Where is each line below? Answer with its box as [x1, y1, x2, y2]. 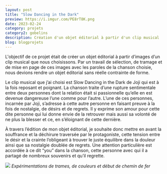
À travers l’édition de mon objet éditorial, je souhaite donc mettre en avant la [5, 126, 162, 132]
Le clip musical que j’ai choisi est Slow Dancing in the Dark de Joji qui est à [5, 79, 160, 85]
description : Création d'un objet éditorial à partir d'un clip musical [5, 35, 160, 40]
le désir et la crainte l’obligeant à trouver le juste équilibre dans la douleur [5, 136, 156, 142]
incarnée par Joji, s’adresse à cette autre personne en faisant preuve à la [5, 100, 156, 106]
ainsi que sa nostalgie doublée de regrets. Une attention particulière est [5, 142, 152, 148]
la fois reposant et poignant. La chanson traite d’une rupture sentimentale [5, 84, 156, 90]
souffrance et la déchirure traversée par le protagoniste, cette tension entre [5, 131, 161, 137]
